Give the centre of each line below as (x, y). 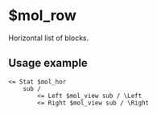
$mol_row (42, 16)
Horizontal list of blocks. (49, 38)
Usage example (48, 63)
